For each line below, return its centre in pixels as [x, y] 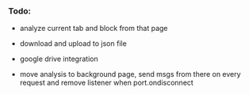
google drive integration [59, 59]
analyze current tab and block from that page [94, 28]
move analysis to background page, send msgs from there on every [130, 74]
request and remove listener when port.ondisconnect [107, 83]
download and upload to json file [73, 44]
